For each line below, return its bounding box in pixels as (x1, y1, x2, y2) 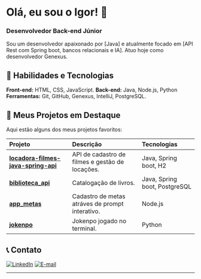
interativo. (72, 207, 100, 216)
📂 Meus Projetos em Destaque (6, 110, 121, 120)
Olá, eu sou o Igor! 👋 (6, 5, 108, 19)
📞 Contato (6, 245, 42, 255)
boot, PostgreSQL (141, 183, 192, 191)
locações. (72, 165, 100, 174)
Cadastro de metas (72, 192, 126, 201)
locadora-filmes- (9, 154, 61, 162)
